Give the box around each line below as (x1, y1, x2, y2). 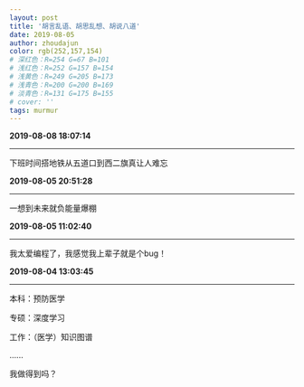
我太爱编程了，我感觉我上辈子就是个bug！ (9, 248, 167, 259)
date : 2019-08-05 (9, 30, 75, 39)
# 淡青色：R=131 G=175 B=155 (9, 89, 114, 98)
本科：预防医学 (9, 293, 65, 304)
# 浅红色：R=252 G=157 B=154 (9, 64, 114, 73)
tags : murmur (9, 106, 59, 115)
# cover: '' (9, 97, 54, 107)
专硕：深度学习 (9, 313, 65, 324)
